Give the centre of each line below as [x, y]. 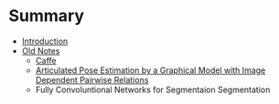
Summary [46, 16]
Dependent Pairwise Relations [92, 79]
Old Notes [41, 50]
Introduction [45, 41]
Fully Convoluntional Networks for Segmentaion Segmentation [153, 89]
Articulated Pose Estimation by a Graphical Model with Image [150, 70]
